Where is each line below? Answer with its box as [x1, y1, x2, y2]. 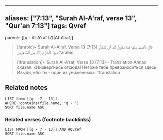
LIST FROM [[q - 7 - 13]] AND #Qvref [5, 127, 81, 132]
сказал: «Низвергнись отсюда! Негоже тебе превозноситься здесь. [16, 64, 158, 70]
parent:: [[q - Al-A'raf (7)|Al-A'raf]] [5, 34, 74, 40]
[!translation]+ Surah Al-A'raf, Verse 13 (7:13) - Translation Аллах [16, 59, 147, 65]
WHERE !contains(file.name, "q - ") [5, 100, 79, 106]
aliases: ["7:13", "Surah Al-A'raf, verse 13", [5, 14, 137, 22]
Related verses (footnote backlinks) [5, 116, 91, 123]
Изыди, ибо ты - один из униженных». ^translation [16, 69, 120, 75]
